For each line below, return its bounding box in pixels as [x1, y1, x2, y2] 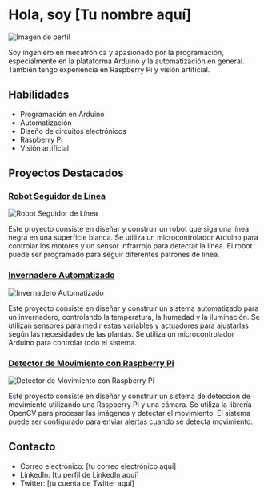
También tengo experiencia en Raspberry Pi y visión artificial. [8, 64, 210, 74]
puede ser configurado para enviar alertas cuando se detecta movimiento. [8, 417, 254, 426]
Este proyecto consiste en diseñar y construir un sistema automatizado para [8, 303, 259, 313]
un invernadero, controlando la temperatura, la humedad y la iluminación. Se [8, 312, 260, 321]
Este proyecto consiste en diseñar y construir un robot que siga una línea [8, 224, 250, 234]
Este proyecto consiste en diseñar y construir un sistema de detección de [8, 391, 250, 401]
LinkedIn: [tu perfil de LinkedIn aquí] [19, 470, 140, 479]
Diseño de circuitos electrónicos [19, 126, 126, 135]
